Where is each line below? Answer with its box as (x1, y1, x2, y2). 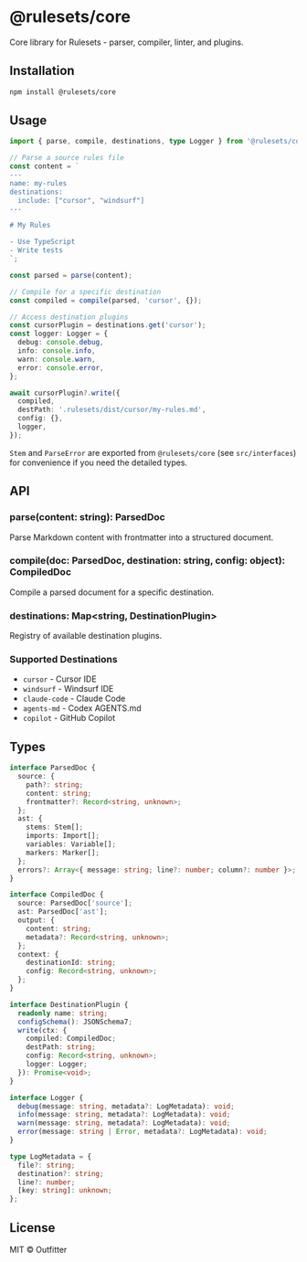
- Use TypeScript (9, 238, 76, 247)
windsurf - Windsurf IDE (22, 684, 114, 695)
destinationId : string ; (26, 958, 117, 968)
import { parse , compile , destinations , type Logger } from (9, 137, 244, 146)
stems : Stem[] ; (26, 822, 84, 832)
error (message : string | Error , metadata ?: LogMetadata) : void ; (17, 1127, 268, 1137)
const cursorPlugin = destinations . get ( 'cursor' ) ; (9, 321, 206, 330)
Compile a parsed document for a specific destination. (9, 587, 215, 598)
